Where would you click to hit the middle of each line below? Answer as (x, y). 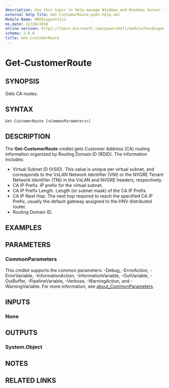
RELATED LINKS (31, 380)
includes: (15, 159)
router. (19, 207)
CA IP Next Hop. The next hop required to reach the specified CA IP (82, 196)
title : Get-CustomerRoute (32, 38)
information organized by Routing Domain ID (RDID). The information (76, 154)
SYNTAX (19, 110)
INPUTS (18, 302)
